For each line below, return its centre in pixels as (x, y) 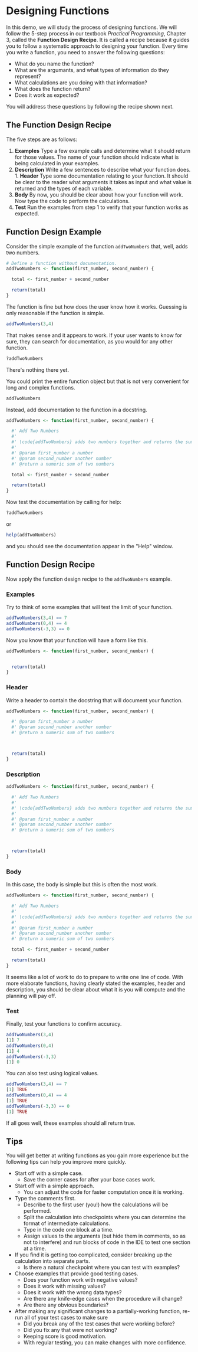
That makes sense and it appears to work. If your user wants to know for (94, 335)
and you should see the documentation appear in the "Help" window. (90, 546)
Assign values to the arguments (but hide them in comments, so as (104, 1236)
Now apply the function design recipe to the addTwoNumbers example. (89, 579)
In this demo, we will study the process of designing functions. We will (91, 27)
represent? (28, 76)
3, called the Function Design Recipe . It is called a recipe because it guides (98, 40)
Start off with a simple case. (49, 1173)
